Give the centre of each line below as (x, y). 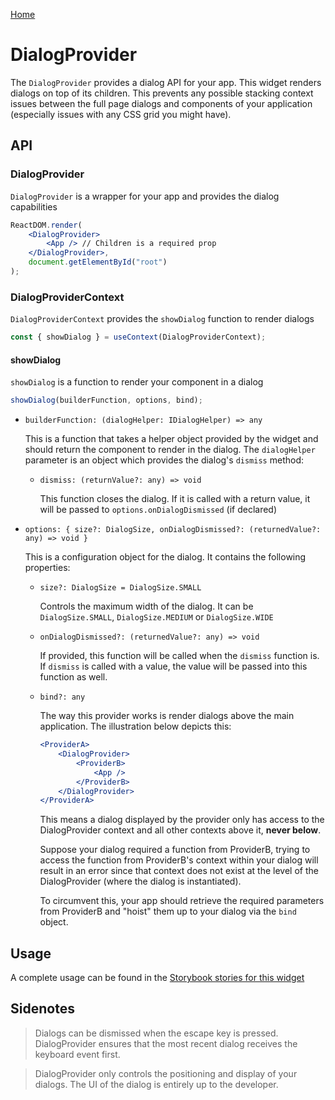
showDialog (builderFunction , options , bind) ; (106, 400)
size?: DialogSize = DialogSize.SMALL (120, 588)
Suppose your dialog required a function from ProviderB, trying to (175, 850)
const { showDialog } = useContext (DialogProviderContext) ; (138, 337)
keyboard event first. (77, 1054)
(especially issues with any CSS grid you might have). (121, 114)
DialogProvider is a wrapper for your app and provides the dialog (145, 196)
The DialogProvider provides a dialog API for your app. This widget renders (166, 82)
